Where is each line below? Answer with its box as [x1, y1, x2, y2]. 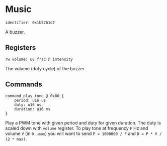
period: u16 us [14, 98, 46, 103]
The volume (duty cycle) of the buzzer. [5, 65, 86, 71]
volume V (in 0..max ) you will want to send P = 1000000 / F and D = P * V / [5, 130, 162, 136]
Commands [5, 80, 43, 89]
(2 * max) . [5, 135, 27, 141]
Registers [5, 44, 36, 52]
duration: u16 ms [14, 106, 51, 111]
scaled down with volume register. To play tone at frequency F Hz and [5, 125, 148, 131]
